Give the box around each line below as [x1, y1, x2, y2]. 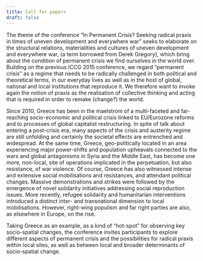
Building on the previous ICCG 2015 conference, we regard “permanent [6, 63, 184, 70]
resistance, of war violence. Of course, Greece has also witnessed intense [6, 165, 192, 173]
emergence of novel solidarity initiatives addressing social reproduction [6, 184, 185, 191]
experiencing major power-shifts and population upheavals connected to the [6, 146, 198, 153]
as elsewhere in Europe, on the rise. [6, 210, 96, 217]
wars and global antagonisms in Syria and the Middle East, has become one [6, 152, 196, 159]
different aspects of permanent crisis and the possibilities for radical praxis [6, 234, 194, 242]
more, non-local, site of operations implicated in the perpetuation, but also [6, 159, 192, 166]
